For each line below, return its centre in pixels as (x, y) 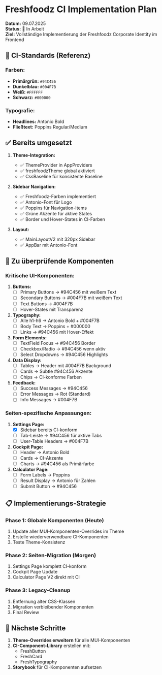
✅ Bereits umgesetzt (39, 143)
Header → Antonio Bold (45, 452)
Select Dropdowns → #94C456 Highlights (64, 355)
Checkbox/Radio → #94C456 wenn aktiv (63, 348)
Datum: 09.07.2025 (26, 23)
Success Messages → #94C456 (54, 388)
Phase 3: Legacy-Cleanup (38, 590)
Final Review (26, 612)
